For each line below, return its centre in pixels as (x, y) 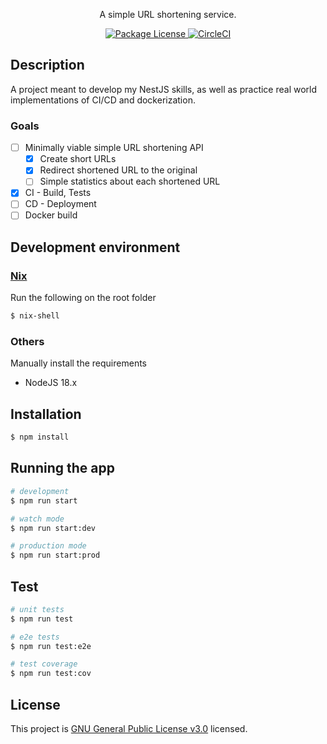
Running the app (62, 468)
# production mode (48, 546)
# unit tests (37, 609)
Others (27, 342)
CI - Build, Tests (58, 193)
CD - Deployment (60, 204)
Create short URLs (78, 159)
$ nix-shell (35, 316)
